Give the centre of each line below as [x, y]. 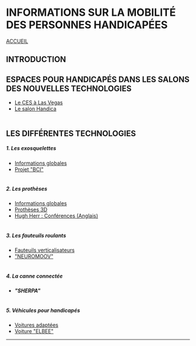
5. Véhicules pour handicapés [43, 310]
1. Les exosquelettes [31, 148]
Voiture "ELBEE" [34, 331]
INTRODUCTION [36, 59]
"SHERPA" [27, 291]
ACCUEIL [17, 41]
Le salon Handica [35, 109]
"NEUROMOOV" [34, 257]
